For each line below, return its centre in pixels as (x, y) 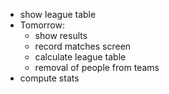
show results (61, 35)
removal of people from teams (97, 67)
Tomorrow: (42, 25)
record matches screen (83, 46)
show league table (58, 14)
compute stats (49, 78)
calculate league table (80, 57)
